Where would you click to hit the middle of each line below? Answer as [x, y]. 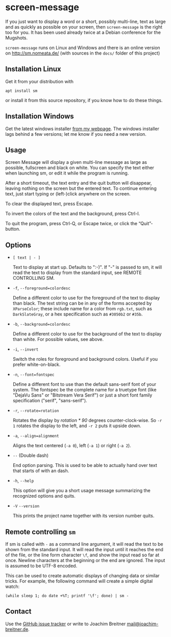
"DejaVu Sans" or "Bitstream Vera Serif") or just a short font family [82, 395]
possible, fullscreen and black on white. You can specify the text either [80, 168]
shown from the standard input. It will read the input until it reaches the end [84, 549]
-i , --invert [26, 349]
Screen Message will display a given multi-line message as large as [76, 162]
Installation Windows [40, 116]
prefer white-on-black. [36, 364]
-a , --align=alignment [36, 436]
